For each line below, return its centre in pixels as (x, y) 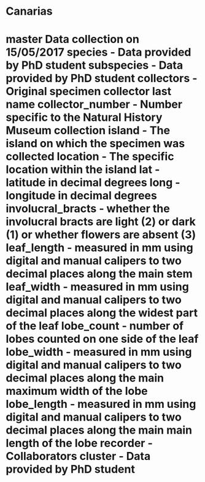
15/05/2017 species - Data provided (99, 52)
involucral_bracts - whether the (88, 209)
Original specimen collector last (89, 92)
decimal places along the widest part (102, 313)
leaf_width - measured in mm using (98, 287)
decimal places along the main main (99, 430)
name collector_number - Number (94, 105)
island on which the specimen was (95, 144)
